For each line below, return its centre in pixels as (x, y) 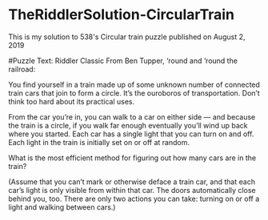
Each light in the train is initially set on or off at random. (99, 142)
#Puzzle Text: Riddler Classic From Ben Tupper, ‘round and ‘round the (123, 61)
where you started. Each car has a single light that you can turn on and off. (131, 134)
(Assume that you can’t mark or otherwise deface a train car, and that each (132, 182)
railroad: (22, 69)
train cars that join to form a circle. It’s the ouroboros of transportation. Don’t (134, 92)
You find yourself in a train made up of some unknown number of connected (134, 84)
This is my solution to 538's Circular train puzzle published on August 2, (127, 37)
